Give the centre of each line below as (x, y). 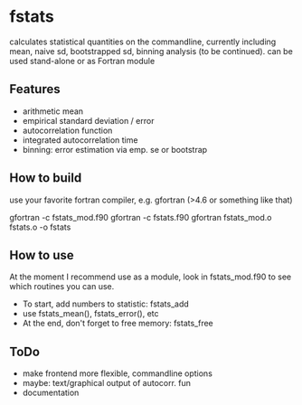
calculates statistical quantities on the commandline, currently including (143, 42)
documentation (51, 393)
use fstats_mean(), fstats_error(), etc (91, 314)
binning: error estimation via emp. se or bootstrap (115, 149)
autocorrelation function (67, 130)
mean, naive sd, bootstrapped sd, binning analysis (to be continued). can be (151, 51)
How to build (46, 178)
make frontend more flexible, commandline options (117, 373)
